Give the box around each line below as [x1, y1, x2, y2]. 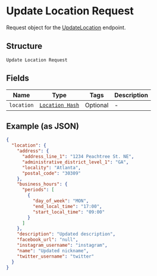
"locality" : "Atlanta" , [21, 165, 81, 170]
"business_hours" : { [17, 181, 68, 187]
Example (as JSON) [6, 121, 79, 131]
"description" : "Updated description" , [17, 231, 116, 237]
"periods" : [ [21, 187, 55, 193]
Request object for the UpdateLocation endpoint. [6, 24, 126, 31]
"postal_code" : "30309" [21, 170, 81, 176]
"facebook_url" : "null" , [17, 237, 78, 243]
